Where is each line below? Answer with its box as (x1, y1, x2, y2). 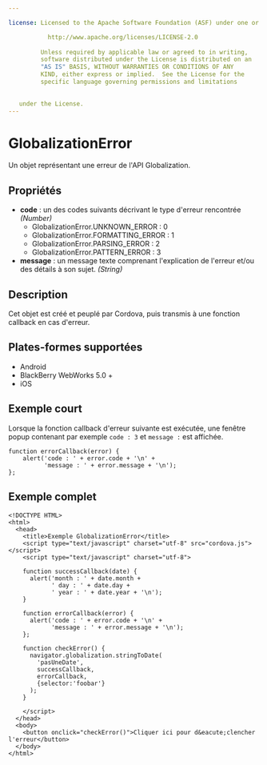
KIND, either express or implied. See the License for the (40, 70, 245, 78)
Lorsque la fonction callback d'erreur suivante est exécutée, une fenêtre (8, 423, 246, 433)
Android (19, 362, 46, 371)
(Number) (19, 214, 53, 223)
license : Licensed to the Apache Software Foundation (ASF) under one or (8, 18, 260, 26)
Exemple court (8, 402, 82, 416)
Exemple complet (8, 490, 98, 504)
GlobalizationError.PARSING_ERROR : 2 (31, 239, 160, 249)
